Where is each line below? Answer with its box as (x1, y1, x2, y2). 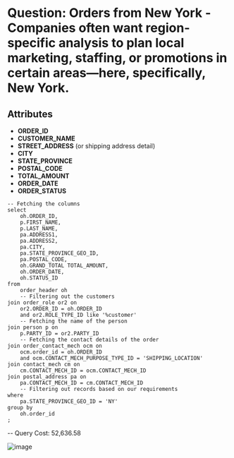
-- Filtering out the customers (20, 293, 115, 300)
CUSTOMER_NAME (17, 134, 75, 143)
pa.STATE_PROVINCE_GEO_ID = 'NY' (20, 398, 118, 405)
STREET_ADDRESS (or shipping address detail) (17, 142, 156, 150)
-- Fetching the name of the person (20, 318, 128, 325)
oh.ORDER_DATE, (20, 268, 65, 275)
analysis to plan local (58, 35, 185, 51)
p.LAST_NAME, (20, 225, 58, 232)
